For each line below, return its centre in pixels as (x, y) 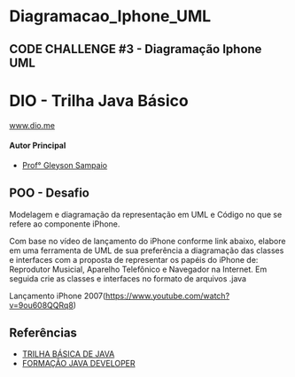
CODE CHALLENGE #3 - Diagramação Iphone (136, 49)
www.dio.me (32, 125)
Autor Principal (38, 146)
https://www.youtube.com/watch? (167, 296)
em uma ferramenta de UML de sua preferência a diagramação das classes (147, 250)
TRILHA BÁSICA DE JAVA (68, 354)
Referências (43, 332)
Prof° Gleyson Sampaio (65, 165)
